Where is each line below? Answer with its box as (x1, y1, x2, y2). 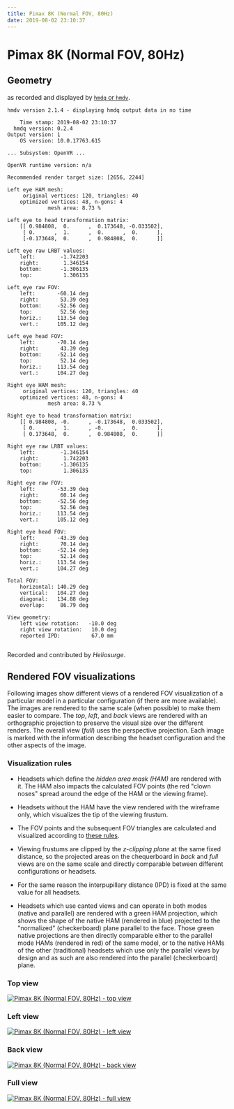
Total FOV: (7, 577, 39, 584)
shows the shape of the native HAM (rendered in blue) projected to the (17, 916, 221, 925)
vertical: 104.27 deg (19, 589, 89, 596)
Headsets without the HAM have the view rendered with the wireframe (17, 802, 220, 811)
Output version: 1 (7, 131, 61, 138)
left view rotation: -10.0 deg (19, 619, 117, 627)
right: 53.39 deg (19, 296, 89, 303)
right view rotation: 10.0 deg (19, 626, 117, 633)
